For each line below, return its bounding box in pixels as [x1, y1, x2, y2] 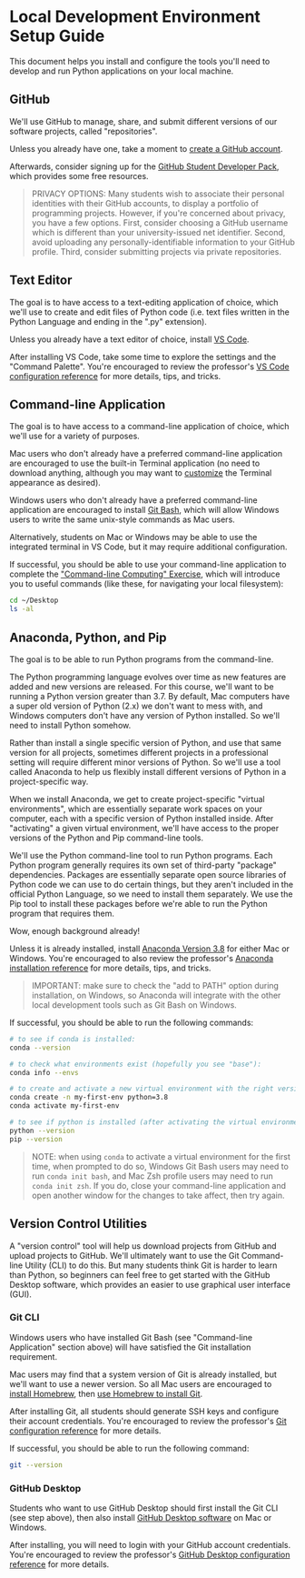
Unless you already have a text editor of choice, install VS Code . [9, 334, 250, 345]
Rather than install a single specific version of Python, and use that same [9, 737, 281, 748]
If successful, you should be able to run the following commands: [9, 1017, 254, 1028]
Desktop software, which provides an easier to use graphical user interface [9, 1279, 290, 1290]
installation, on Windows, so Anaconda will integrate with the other [31, 990, 281, 1000]
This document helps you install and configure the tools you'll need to [9, 55, 271, 66]
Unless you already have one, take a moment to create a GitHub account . [9, 143, 283, 154]
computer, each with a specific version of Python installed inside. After [9, 812, 274, 824]
